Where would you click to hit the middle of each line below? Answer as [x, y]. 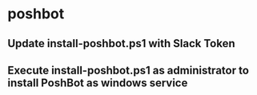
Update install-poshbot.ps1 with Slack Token [121, 44]
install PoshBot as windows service [98, 83]
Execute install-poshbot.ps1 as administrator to [128, 70]
